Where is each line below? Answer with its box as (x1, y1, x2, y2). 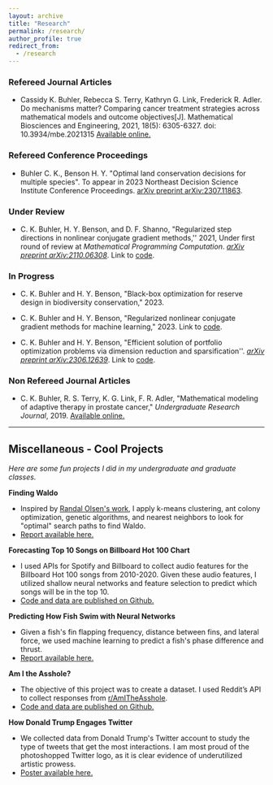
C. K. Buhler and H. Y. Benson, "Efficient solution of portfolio (19, 338, 223, 348)
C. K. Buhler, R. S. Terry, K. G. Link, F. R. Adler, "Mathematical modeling (19, 393, 258, 403)
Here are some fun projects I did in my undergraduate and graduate (8, 464, 236, 474)
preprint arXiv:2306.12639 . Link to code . (19, 355, 156, 365)
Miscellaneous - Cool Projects (8, 442, 164, 456)
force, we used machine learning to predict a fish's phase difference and (19, 635, 264, 646)
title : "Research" (8, 20, 71, 28)
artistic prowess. (19, 759, 76, 769)
